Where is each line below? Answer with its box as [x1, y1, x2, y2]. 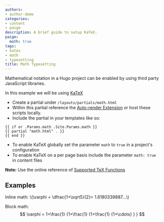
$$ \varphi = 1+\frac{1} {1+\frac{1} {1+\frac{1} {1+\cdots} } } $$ [20, 211, 145, 217]
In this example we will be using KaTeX [5, 90, 83, 96]
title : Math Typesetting [5, 62, 56, 67]
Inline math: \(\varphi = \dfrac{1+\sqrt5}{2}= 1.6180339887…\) [5, 194, 130, 200]
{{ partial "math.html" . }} [5, 129, 65, 134]
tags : [5, 44, 16, 49]
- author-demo [5, 12, 34, 17]
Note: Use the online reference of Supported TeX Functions [5, 167, 126, 173]
